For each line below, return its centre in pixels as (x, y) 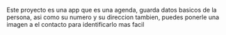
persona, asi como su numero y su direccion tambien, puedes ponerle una (113, 17)
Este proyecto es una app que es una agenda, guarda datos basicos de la (112, 10)
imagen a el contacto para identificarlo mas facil (75, 24)
